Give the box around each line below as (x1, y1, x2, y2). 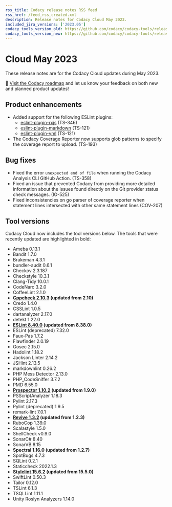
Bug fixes (5, 156, 36, 165)
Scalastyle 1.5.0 (12, 425, 46, 431)
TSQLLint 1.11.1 (12, 491, 43, 497)
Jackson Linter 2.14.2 (12, 355, 58, 361)
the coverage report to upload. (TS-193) (12, 141, 97, 147)
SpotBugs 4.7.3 (12, 452, 45, 458)
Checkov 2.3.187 (12, 268, 48, 274)
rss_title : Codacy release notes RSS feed (5, 7, 97, 13)
